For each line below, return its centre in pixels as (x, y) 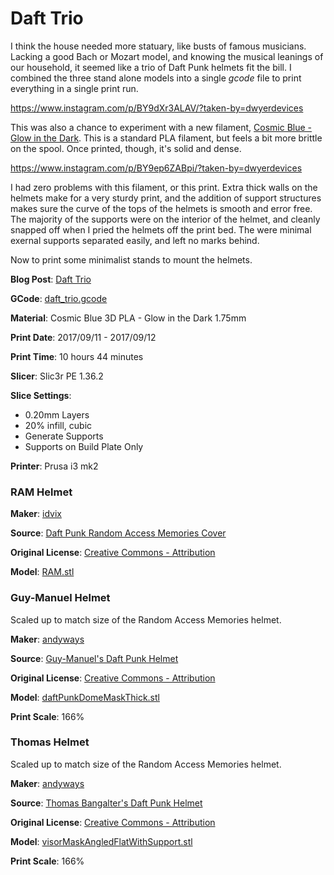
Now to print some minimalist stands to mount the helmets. (131, 259)
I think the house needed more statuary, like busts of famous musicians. (158, 46)
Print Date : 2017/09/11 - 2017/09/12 (83, 337)
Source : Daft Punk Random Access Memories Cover (118, 533)
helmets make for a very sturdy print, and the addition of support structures (166, 198)
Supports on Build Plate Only (84, 446)
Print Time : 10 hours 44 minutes (77, 356)
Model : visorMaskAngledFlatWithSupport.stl (101, 841)
